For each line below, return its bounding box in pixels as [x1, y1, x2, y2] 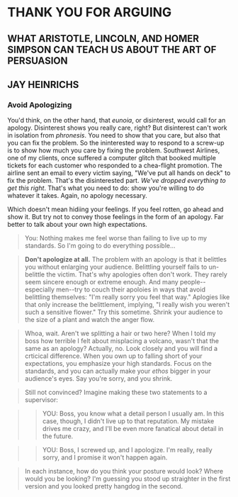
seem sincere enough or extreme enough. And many [24, 278, 178, 286]
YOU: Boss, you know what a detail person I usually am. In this [42, 409, 225, 418]
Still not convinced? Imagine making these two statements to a [24, 388, 208, 397]
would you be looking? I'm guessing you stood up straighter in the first [24, 474, 231, 483]
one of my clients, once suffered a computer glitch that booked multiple [7, 154, 216, 162]
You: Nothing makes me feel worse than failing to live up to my [24, 234, 208, 242]
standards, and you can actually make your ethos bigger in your [24, 367, 211, 376]
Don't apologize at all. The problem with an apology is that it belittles [24, 255, 227, 264]
